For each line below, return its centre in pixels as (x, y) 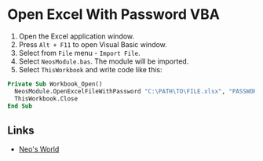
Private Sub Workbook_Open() (55, 84)
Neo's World (39, 149)
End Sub (20, 106)
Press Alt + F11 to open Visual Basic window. (93, 44)
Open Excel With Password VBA (114, 15)
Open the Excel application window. (77, 36)
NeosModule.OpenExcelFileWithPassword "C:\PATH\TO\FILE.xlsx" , (120, 91)
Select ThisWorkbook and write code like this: (90, 69)
